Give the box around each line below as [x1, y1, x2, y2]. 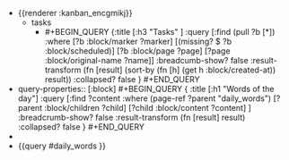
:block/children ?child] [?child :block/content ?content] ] [44, 103, 251, 113]
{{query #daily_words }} [17, 140, 106, 151]
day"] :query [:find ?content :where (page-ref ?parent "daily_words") [17, 93, 272, 104]
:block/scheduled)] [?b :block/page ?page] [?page [44, 46, 231, 56]
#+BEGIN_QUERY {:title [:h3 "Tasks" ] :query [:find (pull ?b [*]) [44, 27, 276, 37]
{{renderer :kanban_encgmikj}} [17, 8, 133, 18]
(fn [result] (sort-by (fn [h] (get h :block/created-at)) [83, 64, 276, 75]
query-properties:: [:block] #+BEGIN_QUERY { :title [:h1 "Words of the [17, 84, 275, 94]
